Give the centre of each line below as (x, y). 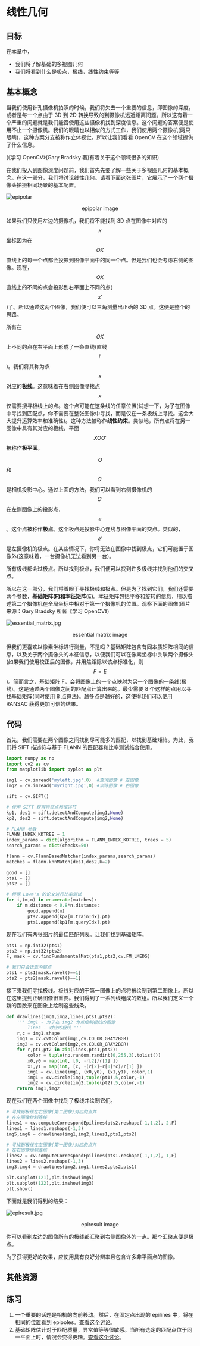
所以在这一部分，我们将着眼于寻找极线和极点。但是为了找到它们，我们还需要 (100, 589)
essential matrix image (100, 634)
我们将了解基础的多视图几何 (49, 64)
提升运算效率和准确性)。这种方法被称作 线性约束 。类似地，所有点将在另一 (101, 421)
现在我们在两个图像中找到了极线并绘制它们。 (61, 1101)
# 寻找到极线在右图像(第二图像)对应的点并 (51, 1112)
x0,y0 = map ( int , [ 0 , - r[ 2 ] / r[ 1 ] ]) (73, 1061)
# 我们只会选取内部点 (29, 968)
